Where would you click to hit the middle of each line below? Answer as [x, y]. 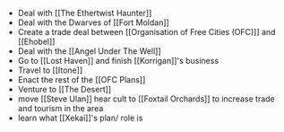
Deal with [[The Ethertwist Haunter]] [85, 13]
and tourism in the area [60, 108]
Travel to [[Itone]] [50, 70]
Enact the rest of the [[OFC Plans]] [82, 79]
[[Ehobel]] [36, 41]
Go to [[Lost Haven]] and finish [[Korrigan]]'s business [118, 61]
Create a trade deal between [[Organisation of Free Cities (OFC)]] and [146, 32]
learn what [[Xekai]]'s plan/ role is [80, 118]
